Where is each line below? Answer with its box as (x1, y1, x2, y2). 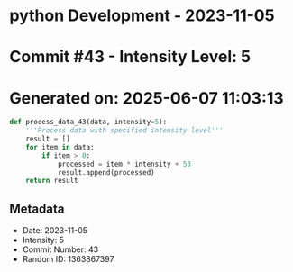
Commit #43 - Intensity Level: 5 (9, 47, 251, 68)
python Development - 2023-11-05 (9, 5, 275, 26)
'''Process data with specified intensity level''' (25, 126, 224, 135)
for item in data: (25, 142, 95, 151)
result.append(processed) (57, 168, 155, 177)
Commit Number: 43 (22, 244, 99, 255)
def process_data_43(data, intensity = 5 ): (9, 118, 168, 127)
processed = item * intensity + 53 (57, 159, 192, 168)
